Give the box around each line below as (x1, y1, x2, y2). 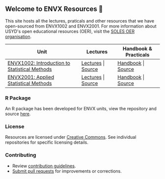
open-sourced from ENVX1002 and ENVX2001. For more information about (5, 23, 157, 29)
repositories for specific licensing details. (5, 139, 88, 145)
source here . (5, 111, 31, 117)
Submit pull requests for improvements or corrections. (12, 168, 122, 174)
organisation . (5, 33, 32, 39)
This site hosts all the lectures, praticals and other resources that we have (5, 18, 155, 24)
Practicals (125, 51, 150, 58)
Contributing (5, 152, 36, 158)
